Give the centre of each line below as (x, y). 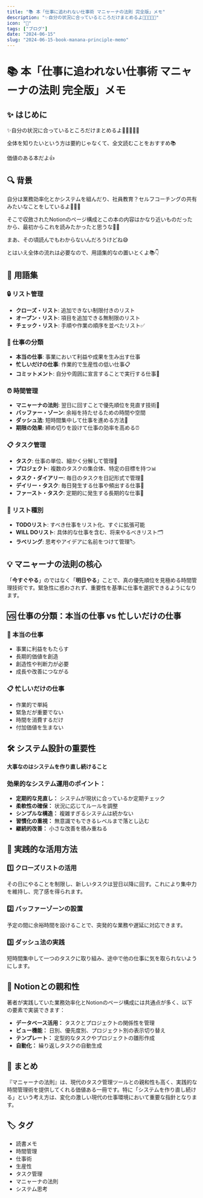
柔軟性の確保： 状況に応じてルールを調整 (67, 806)
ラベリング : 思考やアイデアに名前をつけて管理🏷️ (76, 542)
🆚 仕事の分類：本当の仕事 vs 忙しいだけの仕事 (94, 616)
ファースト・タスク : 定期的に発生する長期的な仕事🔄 (80, 493)
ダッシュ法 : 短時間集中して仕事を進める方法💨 (72, 420)
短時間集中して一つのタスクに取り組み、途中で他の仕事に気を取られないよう (102, 958)
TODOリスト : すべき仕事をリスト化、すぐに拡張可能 (80, 524)
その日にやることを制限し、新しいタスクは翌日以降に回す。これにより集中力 (102, 884)
